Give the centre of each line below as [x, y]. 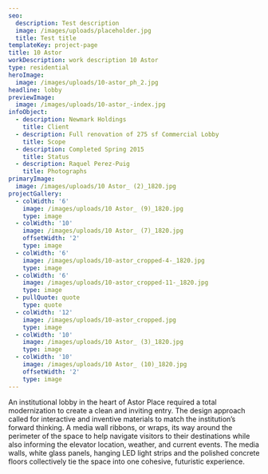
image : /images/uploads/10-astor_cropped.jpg [100, 320]
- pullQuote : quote [48, 298]
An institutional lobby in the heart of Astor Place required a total [112, 402]
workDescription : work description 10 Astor [83, 61]
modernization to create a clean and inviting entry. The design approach [127, 410]
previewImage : [32, 97]
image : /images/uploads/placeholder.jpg [83, 30]
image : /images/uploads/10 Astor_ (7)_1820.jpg [103, 231]
